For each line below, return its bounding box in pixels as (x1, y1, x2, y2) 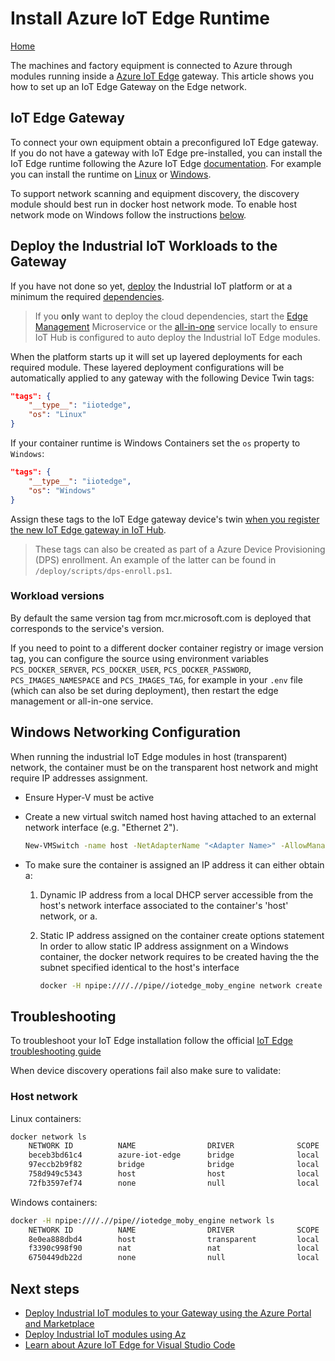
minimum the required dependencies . (10, 290, 165, 302)
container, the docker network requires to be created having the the (39, 950, 320, 962)
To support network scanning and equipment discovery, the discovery (10, 187, 300, 199)
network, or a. (39, 910, 98, 922)
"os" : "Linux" (28, 410, 87, 420)
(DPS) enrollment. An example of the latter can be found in (34, 553, 277, 566)
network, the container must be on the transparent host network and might (10, 761, 318, 773)
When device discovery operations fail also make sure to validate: (10, 1065, 282, 1077)
